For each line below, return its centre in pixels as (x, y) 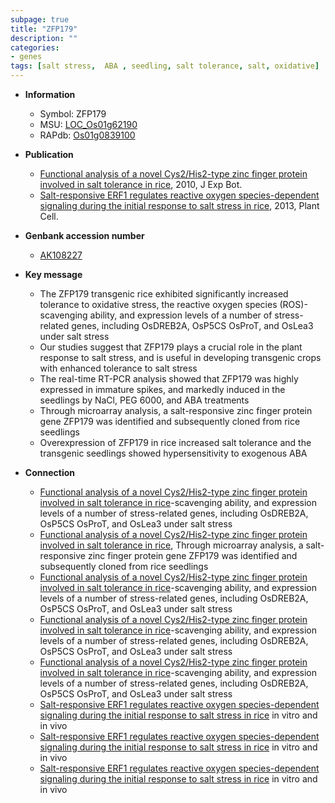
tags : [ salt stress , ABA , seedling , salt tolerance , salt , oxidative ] (165, 66)
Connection (49, 472)
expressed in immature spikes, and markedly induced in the (162, 389)
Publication (49, 154)
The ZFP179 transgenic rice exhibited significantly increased (164, 294)
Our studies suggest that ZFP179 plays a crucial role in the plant (171, 347)
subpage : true (40, 19)
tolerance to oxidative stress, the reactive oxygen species (158, 304)
